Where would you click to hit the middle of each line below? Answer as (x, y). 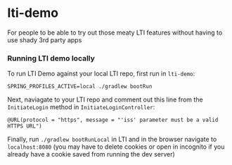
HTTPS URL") (25, 126)
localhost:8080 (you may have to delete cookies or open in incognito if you (116, 147)
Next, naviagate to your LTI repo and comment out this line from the (105, 99)
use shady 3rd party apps (45, 39)
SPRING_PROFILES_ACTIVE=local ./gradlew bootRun (80, 87)
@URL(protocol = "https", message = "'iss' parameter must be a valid (113, 120)
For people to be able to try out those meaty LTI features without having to (115, 32)
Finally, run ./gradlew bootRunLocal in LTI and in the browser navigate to (112, 140)
